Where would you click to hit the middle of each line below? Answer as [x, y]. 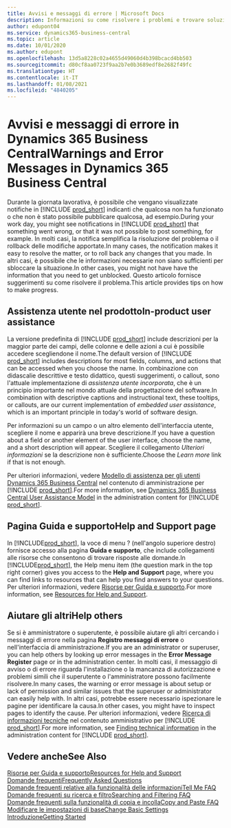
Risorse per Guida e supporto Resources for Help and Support [94, 773]
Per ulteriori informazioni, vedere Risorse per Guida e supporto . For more [110, 587]
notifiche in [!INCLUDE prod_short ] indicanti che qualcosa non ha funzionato [115, 209]
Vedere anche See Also [57, 756]
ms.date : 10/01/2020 [37, 45]
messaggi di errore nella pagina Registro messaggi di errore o [96, 640]
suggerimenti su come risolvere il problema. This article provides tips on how [115, 282]
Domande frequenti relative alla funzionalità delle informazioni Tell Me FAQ [112, 788]
